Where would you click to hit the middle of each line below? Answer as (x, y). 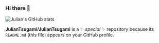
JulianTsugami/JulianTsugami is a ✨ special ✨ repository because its (80, 29)
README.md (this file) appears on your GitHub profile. (60, 35)
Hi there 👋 (18, 8)
